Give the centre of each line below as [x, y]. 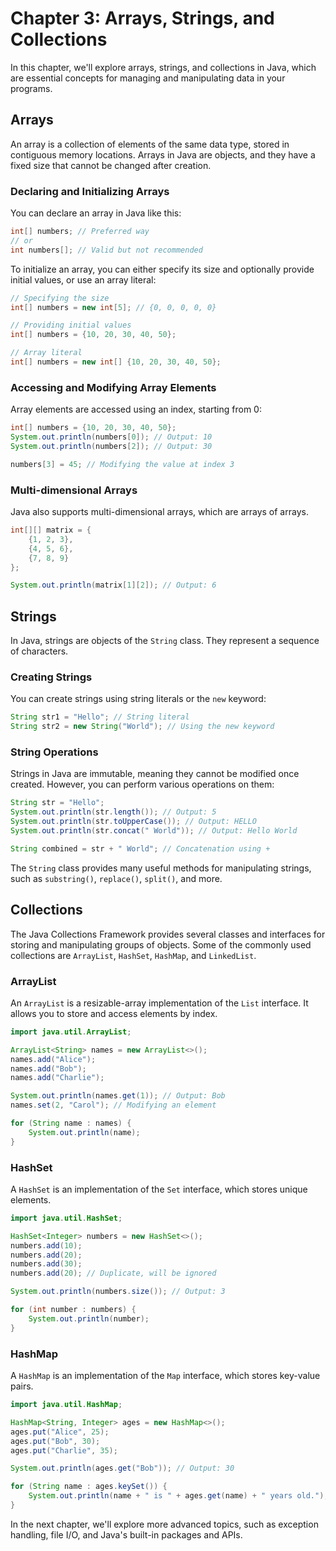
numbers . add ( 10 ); [46, 1245]
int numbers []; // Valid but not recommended [106, 250]
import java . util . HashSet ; [66, 1218]
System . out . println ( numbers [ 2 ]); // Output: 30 [111, 446]
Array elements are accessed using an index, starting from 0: [136, 409]
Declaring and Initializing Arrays [90, 191]
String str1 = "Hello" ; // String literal [100, 717]
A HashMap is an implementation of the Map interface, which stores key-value [165, 1375]
